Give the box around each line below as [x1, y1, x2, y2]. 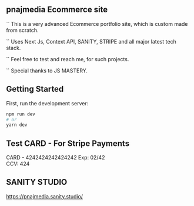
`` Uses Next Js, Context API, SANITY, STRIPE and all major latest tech [6, 38, 176, 45]
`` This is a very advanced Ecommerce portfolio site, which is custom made [6, 20, 188, 27]
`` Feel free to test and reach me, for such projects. [6, 55, 129, 62]
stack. [6, 44, 21, 51]
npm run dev [6, 111, 35, 117]
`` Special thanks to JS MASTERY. [6, 67, 88, 74]
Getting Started [6, 84, 64, 94]
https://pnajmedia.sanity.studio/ [6, 192, 83, 200]
